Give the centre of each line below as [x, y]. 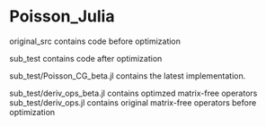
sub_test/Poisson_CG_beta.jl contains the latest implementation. [128, 76]
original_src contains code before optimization [95, 41]
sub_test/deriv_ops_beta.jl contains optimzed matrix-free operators [133, 93]
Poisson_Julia [62, 17]
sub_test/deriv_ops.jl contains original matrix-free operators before [133, 102]
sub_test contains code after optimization [86, 58]
